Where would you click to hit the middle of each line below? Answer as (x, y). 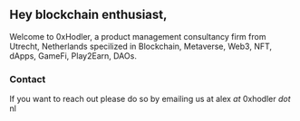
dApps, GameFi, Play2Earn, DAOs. (73, 56)
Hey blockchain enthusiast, (88, 15)
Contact (28, 79)
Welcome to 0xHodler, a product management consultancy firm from (138, 36)
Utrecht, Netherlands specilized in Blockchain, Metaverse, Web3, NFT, (141, 46)
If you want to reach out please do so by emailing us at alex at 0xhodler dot (150, 99)
